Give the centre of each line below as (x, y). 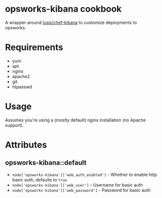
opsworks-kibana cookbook (63, 9)
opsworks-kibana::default (46, 163)
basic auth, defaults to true (40, 179)
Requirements (34, 48)
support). (14, 125)
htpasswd (22, 87)
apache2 (21, 76)
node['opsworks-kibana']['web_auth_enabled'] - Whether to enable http (84, 175)
